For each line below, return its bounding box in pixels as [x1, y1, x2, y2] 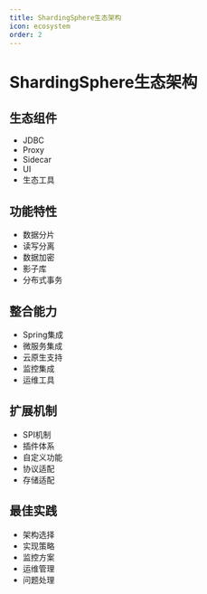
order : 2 [9, 30, 42, 39]
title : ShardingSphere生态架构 [9, 13, 122, 23]
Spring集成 [22, 329, 64, 340]
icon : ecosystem [9, 22, 71, 31]
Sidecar [22, 155, 52, 165]
